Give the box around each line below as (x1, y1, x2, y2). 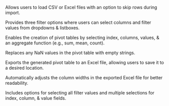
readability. (5, 80, 29, 86)
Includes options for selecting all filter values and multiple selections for (5, 90, 155, 95)
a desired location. (5, 65, 44, 71)
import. (5, 10, 20, 16)
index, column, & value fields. (5, 95, 67, 101)
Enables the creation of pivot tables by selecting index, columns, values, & (5, 35, 160, 40)
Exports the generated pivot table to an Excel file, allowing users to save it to (5, 60, 164, 65)
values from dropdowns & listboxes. (5, 25, 80, 31)
